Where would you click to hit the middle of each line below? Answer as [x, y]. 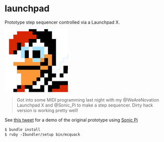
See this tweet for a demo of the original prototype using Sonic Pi [71, 120]
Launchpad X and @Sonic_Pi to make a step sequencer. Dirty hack [85, 105]
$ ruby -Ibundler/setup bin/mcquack [42, 134]
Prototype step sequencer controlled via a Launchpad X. [62, 22]
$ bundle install [23, 129]
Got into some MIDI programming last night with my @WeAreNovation [88, 100]
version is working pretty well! [48, 110]
